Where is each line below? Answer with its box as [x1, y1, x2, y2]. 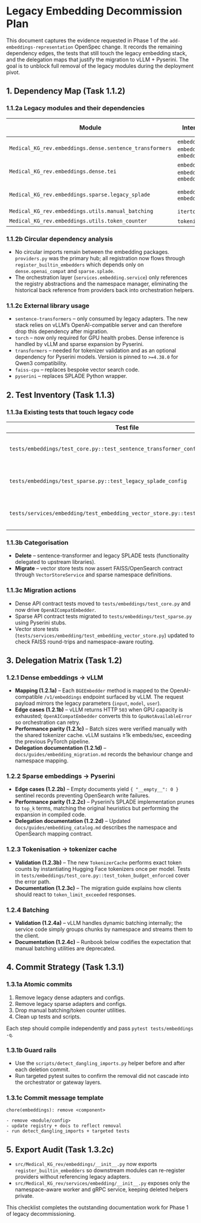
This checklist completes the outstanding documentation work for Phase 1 [6, 1204, 188, 1211]
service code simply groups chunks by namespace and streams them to [14, 925, 193, 933]
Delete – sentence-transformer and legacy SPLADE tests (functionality [14, 552, 190, 559]
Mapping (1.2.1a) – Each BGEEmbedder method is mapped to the [14, 687, 169, 694]
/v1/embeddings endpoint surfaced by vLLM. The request [44, 693, 184, 701]
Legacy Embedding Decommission [6, 4, 182, 18]
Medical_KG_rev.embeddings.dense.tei [9, 168, 117, 175]
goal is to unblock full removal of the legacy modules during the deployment [6, 62, 194, 70]
